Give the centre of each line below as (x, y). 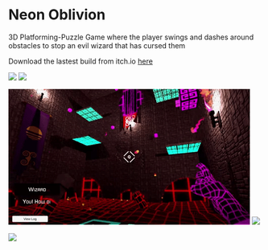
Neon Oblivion (57, 15)
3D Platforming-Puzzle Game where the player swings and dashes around (131, 37)
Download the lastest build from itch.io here (80, 61)
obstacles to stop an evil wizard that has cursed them (97, 45)
